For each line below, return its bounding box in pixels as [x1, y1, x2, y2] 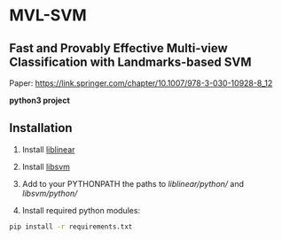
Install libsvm [21, 161, 71, 172]
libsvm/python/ [21, 188, 78, 198]
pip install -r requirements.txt [9, 222, 133, 231]
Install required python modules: [21, 205, 140, 215]
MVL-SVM [9, 5, 87, 26]
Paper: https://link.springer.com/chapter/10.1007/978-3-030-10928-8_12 [9, 78, 273, 89]
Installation [9, 120, 73, 135]
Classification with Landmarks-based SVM [9, 54, 252, 69]
